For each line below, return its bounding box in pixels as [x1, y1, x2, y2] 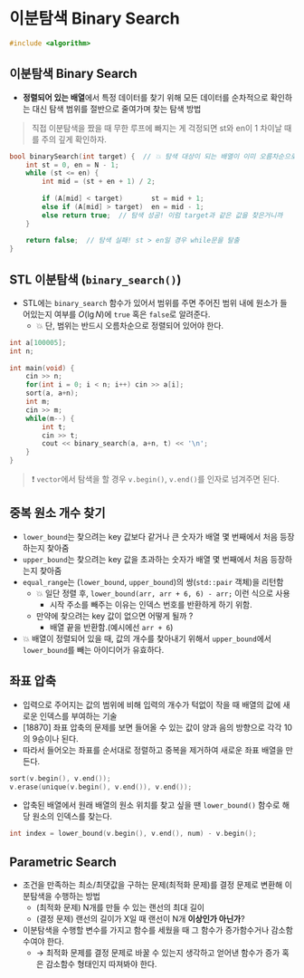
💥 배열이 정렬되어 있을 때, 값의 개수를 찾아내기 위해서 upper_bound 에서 [22, 633, 271, 644]
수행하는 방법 [53, 891, 101, 902]
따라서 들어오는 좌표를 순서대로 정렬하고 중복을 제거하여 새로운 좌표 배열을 [22, 744, 284, 755]
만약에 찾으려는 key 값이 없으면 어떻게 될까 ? [35, 610, 194, 621]
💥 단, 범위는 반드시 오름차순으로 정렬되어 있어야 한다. [35, 320, 224, 331]
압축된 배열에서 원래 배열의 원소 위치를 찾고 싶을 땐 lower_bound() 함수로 [22, 800, 280, 810]
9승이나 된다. [32, 733, 79, 743]
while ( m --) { [25, 414, 75, 423]
